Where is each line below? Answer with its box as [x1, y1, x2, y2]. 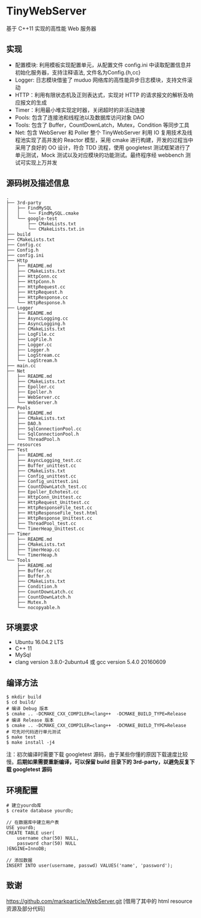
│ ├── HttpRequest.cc [6, 284, 66, 290]
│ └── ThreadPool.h [6, 436, 61, 442]
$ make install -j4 [6, 740, 55, 746]
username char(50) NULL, [17, 835, 79, 841]
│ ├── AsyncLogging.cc [6, 315, 68, 321]
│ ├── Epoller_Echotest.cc [6, 488, 79, 495]
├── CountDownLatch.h [17, 594, 71, 600]
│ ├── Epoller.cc [6, 383, 55, 390]
